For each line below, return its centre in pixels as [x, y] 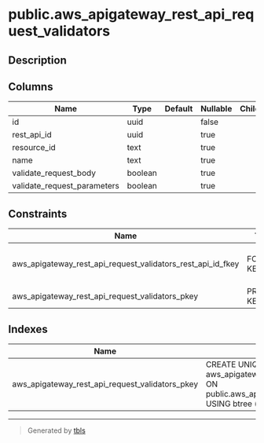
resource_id [34, 148]
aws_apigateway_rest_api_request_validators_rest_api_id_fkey [126, 264]
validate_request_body [54, 173]
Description [37, 60]
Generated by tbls [57, 430]
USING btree [229, 404]
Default [179, 109]
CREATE [221, 364]
